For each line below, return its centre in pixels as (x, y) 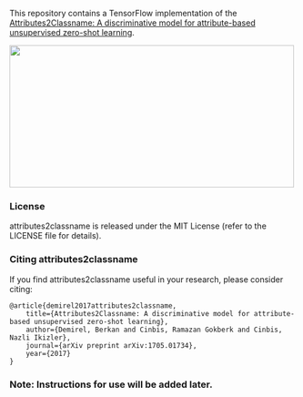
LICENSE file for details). (56, 236)
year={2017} (48, 353)
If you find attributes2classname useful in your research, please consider (146, 279)
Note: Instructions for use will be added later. (111, 384)
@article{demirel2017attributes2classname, (93, 305)
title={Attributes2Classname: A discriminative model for (138, 313)
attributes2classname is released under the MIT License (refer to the (138, 226)
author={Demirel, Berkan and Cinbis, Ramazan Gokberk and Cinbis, (154, 330)
